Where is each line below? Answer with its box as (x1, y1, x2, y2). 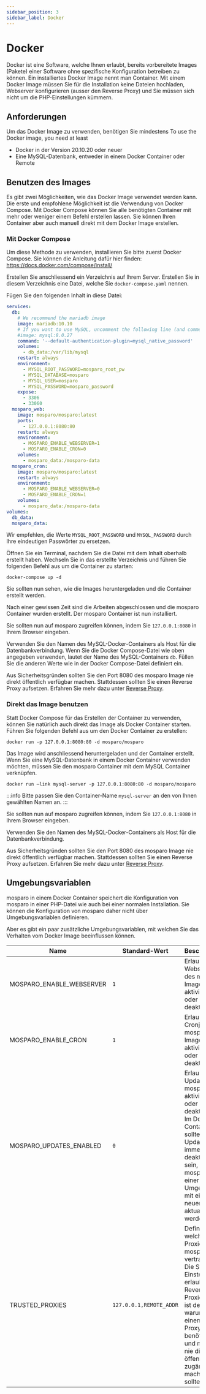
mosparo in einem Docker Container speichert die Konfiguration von (6, 894, 179, 901)
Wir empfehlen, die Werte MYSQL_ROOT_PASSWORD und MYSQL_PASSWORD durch (6, 531, 192, 539)
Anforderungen (6, 112, 67, 122)
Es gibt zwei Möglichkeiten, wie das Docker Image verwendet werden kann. (6, 194, 197, 201)
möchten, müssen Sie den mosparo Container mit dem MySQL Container (6, 762, 191, 770)
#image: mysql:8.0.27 (17, 332, 72, 338)
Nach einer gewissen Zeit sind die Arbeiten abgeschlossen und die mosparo (6, 604, 199, 611)
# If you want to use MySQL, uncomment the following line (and (17, 326, 185, 333)
